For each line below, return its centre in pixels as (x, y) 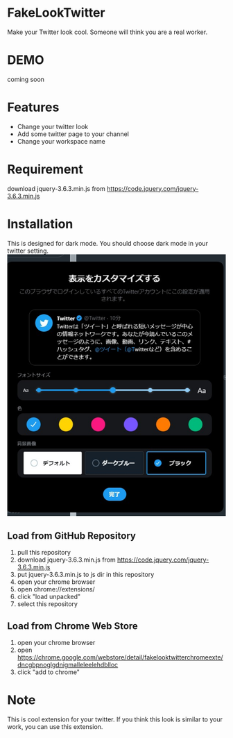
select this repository (48, 604)
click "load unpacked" (49, 597)
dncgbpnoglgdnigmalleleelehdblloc (68, 664)
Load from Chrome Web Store (73, 626)
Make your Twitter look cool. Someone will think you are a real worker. (107, 32)
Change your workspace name (61, 141)
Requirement (45, 169)
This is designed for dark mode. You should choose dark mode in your (107, 243)
